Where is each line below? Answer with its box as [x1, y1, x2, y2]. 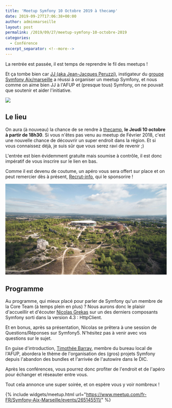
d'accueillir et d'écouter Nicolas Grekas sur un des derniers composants [5, 309, 158, 315]
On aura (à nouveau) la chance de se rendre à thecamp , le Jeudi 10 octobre [5, 126, 166, 132]
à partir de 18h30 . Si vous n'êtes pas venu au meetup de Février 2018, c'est [5, 131, 165, 138]
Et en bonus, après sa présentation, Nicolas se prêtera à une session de [5, 324, 157, 331]
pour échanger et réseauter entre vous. [5, 372, 89, 378]
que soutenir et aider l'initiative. [5, 87, 72, 93]
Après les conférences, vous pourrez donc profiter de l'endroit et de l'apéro [5, 366, 165, 372]
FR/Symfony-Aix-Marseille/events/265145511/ [5, 397, 101, 403]
